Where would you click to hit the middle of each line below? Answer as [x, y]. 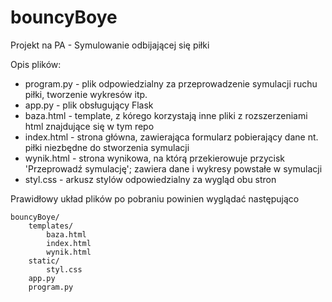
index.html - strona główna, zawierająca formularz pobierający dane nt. [171, 137]
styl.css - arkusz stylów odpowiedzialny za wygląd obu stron [150, 179]
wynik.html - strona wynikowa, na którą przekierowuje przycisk [155, 158]
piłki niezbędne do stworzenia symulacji [107, 147]
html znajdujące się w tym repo [89, 126]
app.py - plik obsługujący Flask [89, 105]
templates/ [51, 226]
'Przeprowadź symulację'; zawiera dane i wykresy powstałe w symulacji [173, 168]
